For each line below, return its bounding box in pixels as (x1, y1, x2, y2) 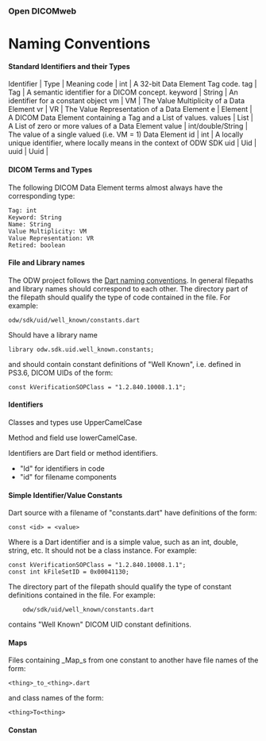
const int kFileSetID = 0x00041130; (8, 568, 129, 577)
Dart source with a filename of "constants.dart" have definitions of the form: (8, 508, 257, 518)
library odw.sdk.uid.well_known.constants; (8, 345, 155, 353)
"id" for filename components (19, 472, 117, 481)
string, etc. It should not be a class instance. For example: (8, 546, 197, 555)
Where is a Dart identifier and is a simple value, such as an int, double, (8, 538, 238, 547)
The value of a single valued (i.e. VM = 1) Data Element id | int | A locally (8, 129, 244, 140)
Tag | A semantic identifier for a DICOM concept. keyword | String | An (8, 87, 238, 97)
